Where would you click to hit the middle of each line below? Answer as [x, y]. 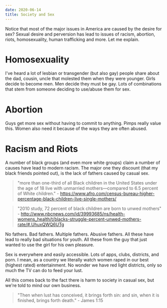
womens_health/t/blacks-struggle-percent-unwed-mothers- [79, 219]
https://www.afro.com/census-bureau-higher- [107, 193]
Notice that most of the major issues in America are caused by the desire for [83, 28]
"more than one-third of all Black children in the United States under [87, 183]
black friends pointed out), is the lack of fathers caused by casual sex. [77, 173]
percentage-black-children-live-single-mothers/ [67, 199]
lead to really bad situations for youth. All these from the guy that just [76, 239]
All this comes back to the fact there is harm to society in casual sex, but [80, 280]
